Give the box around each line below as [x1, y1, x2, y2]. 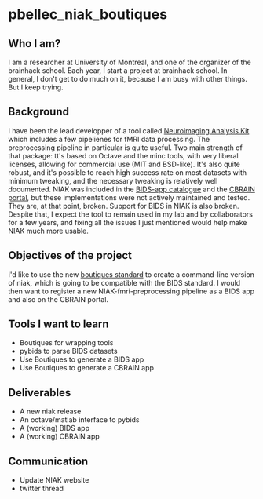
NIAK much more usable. [8, 226, 89, 235]
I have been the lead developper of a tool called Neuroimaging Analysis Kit [8, 126, 250, 135]
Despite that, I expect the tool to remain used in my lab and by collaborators [8, 209, 254, 219]
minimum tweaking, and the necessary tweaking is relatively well [8, 176, 218, 185]
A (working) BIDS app [19, 424, 90, 433]
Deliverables [8, 386, 71, 399]
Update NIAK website [19, 475, 89, 485]
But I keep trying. [8, 82, 64, 92]
